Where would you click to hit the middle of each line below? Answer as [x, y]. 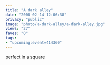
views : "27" [18, 29]
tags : [11, 38]
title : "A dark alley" [29, 10]
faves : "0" [17, 33]
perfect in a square [25, 57]
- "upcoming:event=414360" [34, 43]
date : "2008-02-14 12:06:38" [36, 15]
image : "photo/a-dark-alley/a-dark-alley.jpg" [55, 24]
